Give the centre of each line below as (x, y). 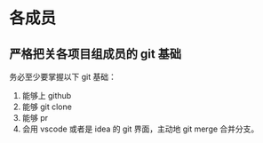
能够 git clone (47, 107)
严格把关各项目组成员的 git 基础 (96, 54)
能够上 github (47, 95)
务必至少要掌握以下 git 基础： (63, 77)
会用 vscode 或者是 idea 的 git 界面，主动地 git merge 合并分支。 (140, 129)
